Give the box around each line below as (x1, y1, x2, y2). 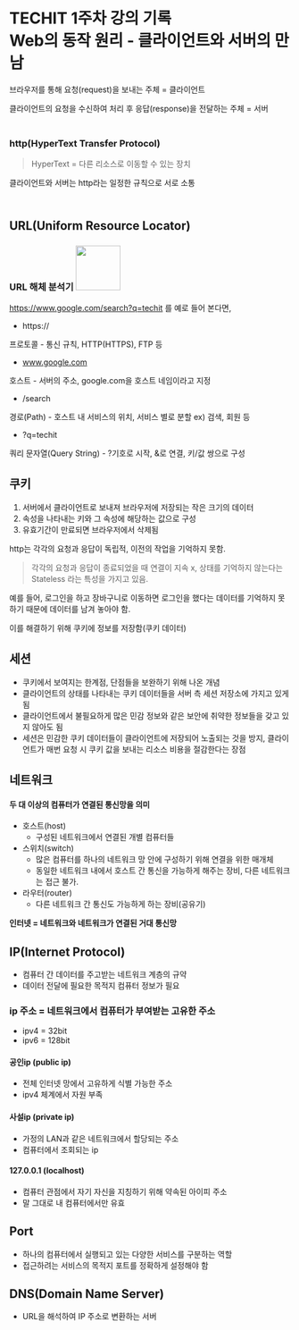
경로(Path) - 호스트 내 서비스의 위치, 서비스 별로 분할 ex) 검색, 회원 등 (9, 411, 251, 422)
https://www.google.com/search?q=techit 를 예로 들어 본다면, (9, 302, 232, 313)
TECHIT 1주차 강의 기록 (9, 8, 172, 29)
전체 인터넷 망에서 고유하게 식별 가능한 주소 (21, 1078, 173, 1089)
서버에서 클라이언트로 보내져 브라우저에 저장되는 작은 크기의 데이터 (21, 501, 254, 512)
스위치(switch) (21, 843, 74, 854)
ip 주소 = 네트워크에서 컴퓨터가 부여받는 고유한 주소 (9, 1005, 216, 1017)
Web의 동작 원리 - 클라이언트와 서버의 (9, 30, 271, 51)
